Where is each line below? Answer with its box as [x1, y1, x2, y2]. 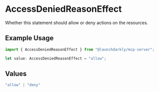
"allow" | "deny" [5, 83, 41, 88]
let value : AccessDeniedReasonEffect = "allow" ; [5, 56, 106, 61]
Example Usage [5, 34, 54, 42]
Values [5, 69, 27, 78]
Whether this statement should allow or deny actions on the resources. [5, 20, 148, 26]
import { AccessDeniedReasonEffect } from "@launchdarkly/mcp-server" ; [5, 47, 155, 52]
